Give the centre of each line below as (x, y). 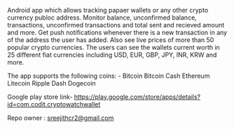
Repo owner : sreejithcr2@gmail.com (61, 118)
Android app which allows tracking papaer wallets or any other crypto (108, 10)
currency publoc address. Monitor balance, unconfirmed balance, (102, 18)
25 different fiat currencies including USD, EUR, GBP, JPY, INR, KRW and (112, 55)
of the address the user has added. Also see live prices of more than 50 (111, 40)
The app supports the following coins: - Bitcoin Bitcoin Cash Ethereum (109, 76)
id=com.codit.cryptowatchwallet (54, 104)
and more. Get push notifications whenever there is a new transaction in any (117, 32)
